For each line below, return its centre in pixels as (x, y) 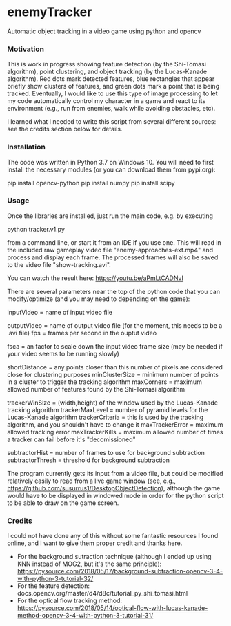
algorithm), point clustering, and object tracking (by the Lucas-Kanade (107, 72)
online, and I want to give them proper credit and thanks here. (95, 543)
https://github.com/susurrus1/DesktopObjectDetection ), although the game (114, 488)
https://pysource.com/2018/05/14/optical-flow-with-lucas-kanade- (112, 608)
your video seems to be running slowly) (63, 353)
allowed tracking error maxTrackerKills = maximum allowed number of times (115, 432)
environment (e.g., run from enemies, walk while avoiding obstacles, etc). (111, 109)
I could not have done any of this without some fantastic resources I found (113, 536)
